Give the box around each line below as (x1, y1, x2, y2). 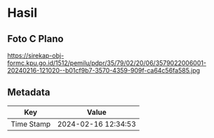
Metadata (7, 86, 51, 99)
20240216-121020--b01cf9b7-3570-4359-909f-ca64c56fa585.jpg (7, 67, 201, 74)
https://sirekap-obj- (7, 51, 65, 60)
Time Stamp (11, 119, 51, 129)
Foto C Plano (7, 33, 64, 45)
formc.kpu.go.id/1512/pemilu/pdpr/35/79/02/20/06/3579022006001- (7, 59, 207, 67)
